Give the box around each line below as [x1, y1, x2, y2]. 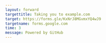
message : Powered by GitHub [5, 30, 64, 35]
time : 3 [5, 26, 21, 31]
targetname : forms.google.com [5, 21, 68, 26]
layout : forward [5, 7, 39, 12]
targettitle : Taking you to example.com [5, 12, 91, 17]
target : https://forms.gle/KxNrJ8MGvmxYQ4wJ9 [5, 16, 101, 21]
